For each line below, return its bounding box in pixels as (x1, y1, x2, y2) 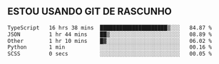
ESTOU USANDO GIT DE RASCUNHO (7, 6, 173, 18)
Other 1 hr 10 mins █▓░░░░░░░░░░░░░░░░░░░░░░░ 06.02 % (7, 37, 213, 44)
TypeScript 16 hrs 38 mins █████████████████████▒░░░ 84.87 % (7, 24, 213, 31)
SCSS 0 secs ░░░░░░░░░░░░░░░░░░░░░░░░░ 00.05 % (7, 51, 213, 58)
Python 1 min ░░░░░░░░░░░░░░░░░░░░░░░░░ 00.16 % (7, 44, 213, 51)
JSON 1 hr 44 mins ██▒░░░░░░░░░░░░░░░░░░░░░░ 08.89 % (7, 31, 213, 38)
